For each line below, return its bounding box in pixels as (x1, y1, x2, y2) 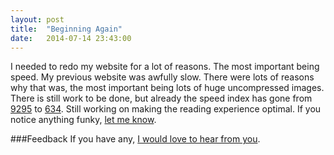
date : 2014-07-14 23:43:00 (10, 33, 132, 43)
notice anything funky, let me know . (10, 114, 157, 126)
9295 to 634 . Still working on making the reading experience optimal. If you (10, 103, 322, 115)
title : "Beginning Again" (10, 24, 123, 34)
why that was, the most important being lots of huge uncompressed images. (10, 82, 325, 94)
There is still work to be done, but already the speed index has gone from (10, 92, 313, 105)
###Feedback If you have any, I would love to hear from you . (10, 133, 261, 145)
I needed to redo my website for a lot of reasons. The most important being (10, 61, 320, 73)
